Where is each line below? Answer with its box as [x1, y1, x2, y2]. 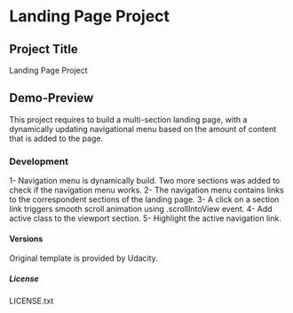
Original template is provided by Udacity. [9, 253, 158, 263]
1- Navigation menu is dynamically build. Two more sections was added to [9, 176, 281, 186]
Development [9, 155, 69, 168]
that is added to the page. [9, 133, 104, 144]
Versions [9, 233, 44, 244]
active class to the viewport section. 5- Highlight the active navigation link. [9, 213, 281, 223]
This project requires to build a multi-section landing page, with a [9, 113, 248, 125]
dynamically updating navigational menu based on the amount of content [9, 123, 277, 134]
